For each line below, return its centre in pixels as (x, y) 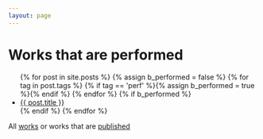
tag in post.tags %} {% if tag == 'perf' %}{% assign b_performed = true (137, 85)
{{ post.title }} (42, 102)
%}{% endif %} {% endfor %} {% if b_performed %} (106, 94)
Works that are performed (96, 54)
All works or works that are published (70, 126)
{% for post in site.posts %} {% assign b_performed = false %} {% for (134, 77)
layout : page (30, 15)
